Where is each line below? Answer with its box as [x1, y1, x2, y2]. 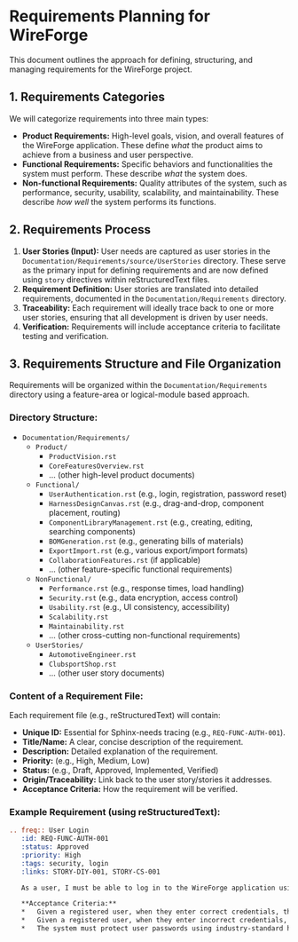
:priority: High [20, 851, 82, 859]
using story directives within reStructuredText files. [21, 273, 210, 285]
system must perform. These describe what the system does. [21, 168, 248, 178]
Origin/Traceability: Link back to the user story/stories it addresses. [21, 774, 272, 785]
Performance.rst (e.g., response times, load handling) [48, 582, 245, 593]
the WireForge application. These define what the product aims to [21, 139, 263, 150]
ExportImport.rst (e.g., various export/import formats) [48, 544, 248, 556]
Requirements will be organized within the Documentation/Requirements [9, 380, 268, 391]
